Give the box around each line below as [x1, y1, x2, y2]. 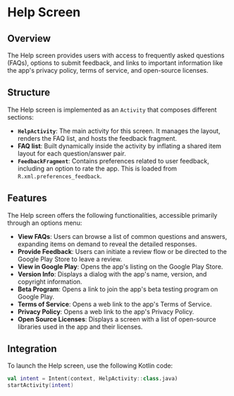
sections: [7, 112, 34, 121]
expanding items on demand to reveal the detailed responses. [17, 240, 197, 248]
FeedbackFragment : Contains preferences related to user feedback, [17, 156, 209, 165]
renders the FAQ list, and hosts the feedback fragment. [17, 134, 178, 142]
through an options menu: [7, 219, 82, 227]
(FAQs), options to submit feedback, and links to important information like [7, 59, 223, 67]
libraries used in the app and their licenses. [17, 322, 143, 331]
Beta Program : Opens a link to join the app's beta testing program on [17, 284, 218, 293]
